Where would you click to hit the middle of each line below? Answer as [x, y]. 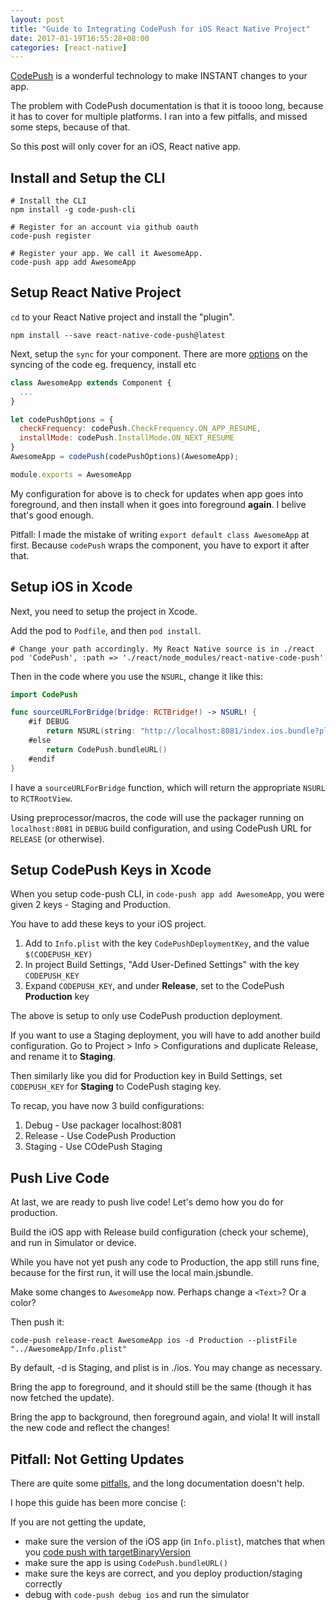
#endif [42, 759]
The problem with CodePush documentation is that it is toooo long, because [167, 106]
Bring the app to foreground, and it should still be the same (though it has [161, 1387]
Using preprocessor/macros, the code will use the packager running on [157, 817]
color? [23, 1303]
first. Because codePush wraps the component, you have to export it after [160, 545]
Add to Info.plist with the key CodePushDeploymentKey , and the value [167, 943]
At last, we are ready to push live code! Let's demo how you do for [147, 1202]
